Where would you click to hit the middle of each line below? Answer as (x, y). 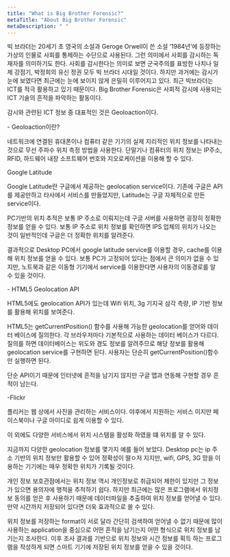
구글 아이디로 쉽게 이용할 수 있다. (80, 420)
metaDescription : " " (38, 26)
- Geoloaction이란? (34, 127)
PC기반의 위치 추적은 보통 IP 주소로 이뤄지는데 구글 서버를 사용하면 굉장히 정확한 (114, 218)
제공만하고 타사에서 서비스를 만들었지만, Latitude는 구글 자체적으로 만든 (110, 195)
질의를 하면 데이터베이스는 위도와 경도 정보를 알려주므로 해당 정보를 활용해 (106, 344)
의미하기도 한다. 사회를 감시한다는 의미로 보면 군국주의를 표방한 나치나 (118, 64)
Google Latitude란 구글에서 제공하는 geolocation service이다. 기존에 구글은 (110, 186)
